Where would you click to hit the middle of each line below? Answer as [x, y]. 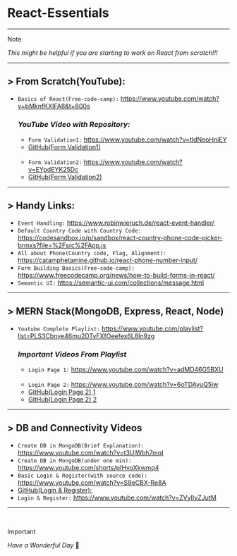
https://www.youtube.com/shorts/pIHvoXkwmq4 [88, 467]
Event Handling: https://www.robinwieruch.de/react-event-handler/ [116, 223]
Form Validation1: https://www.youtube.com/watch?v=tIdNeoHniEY [127, 140]
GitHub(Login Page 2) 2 [62, 399]
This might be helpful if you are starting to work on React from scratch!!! [113, 52]
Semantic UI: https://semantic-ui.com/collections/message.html [111, 283]
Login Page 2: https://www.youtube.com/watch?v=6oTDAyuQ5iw [123, 384]
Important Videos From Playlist [72, 354]
